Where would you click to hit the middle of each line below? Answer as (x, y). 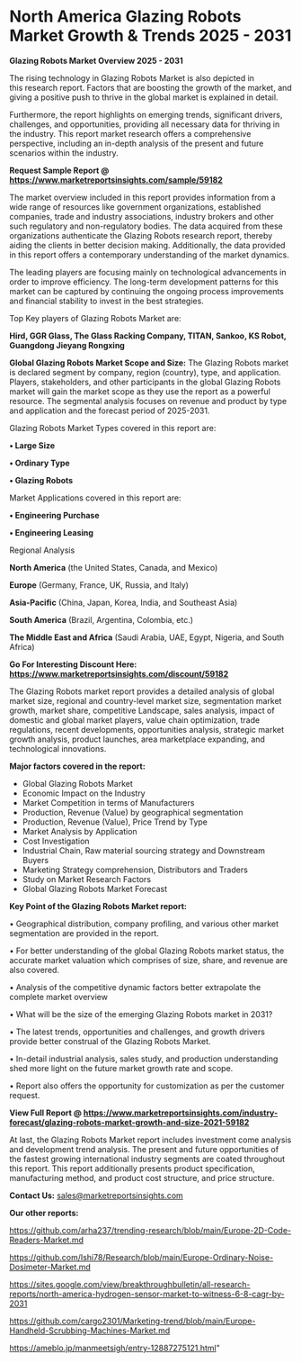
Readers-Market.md (46, 1240)
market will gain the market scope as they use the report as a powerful (140, 391)
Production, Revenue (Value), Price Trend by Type (115, 822)
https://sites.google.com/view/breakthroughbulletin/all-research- (130, 1284)
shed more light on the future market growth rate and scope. (121, 1068)
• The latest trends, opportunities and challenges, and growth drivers (137, 1032)
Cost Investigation (56, 841)
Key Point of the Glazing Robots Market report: (98, 906)
